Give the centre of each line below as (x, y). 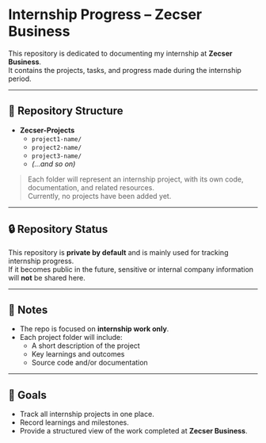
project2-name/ (56, 147)
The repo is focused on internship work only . (94, 329)
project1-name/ (56, 139)
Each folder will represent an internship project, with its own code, (135, 179)
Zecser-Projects (47, 130)
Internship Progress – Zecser (105, 15)
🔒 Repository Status (58, 229)
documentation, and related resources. (91, 187)
